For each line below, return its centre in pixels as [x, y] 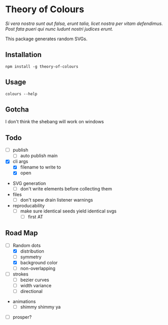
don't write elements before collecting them [66, 188]
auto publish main [39, 156]
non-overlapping [38, 268]
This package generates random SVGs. [46, 39]
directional [31, 291]
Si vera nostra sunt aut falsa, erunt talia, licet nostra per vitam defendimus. [84, 23]
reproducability [29, 205]
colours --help [21, 94]
